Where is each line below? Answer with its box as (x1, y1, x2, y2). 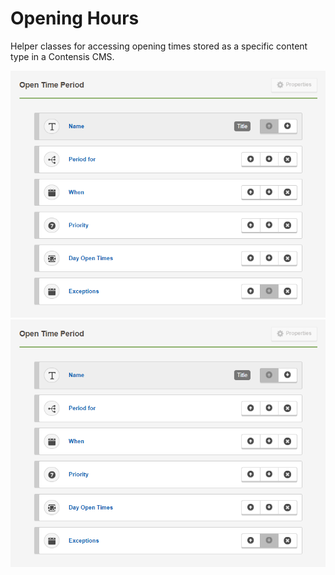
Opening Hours (10, 7, 140, 30)
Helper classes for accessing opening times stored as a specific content (10, 40, 308, 52)
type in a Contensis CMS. (10, 50, 115, 62)
